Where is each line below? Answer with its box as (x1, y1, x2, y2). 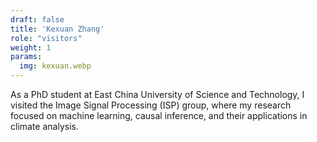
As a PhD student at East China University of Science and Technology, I (10, 89, 305, 100)
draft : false (10, 14, 65, 25)
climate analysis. (10, 121, 79, 132)
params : (10, 52, 43, 62)
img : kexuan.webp (19, 61, 92, 71)
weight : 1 (10, 42, 52, 53)
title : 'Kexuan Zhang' (10, 24, 105, 34)
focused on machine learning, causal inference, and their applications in (10, 110, 308, 121)
